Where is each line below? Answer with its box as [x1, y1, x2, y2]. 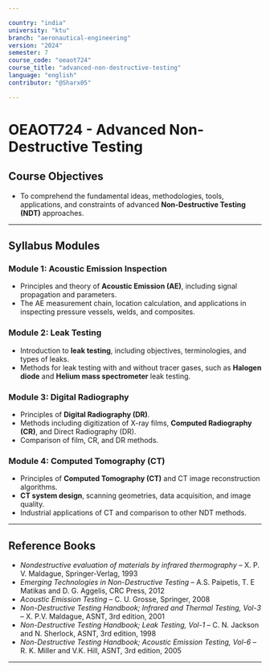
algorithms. [19, 483, 58, 492]
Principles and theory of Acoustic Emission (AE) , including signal [19, 281, 238, 291]
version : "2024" [8, 41, 63, 49]
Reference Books [8, 539, 96, 553]
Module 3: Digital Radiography [8, 391, 129, 403]
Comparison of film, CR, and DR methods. [19, 435, 159, 445]
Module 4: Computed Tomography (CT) [8, 455, 166, 466]
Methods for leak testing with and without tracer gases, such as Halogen [19, 362, 262, 372]
